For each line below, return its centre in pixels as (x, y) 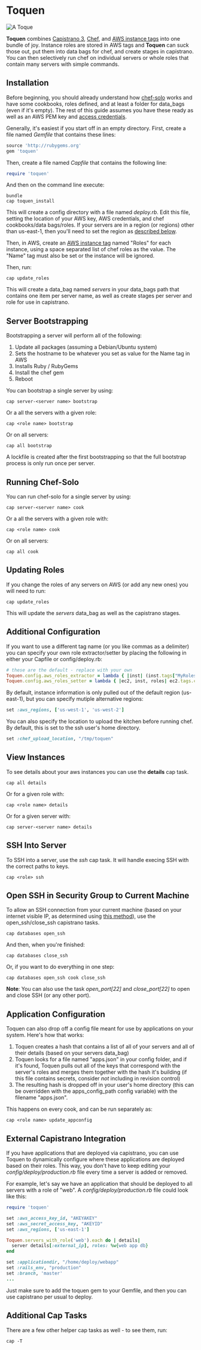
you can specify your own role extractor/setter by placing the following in (96, 653)
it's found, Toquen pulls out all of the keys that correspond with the (98, 1066)
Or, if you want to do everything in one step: (60, 967)
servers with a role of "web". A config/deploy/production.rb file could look (97, 1190)
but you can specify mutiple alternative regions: (85, 699)
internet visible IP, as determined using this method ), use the (81, 916)
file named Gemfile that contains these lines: (61, 134)
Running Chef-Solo (43, 482)
